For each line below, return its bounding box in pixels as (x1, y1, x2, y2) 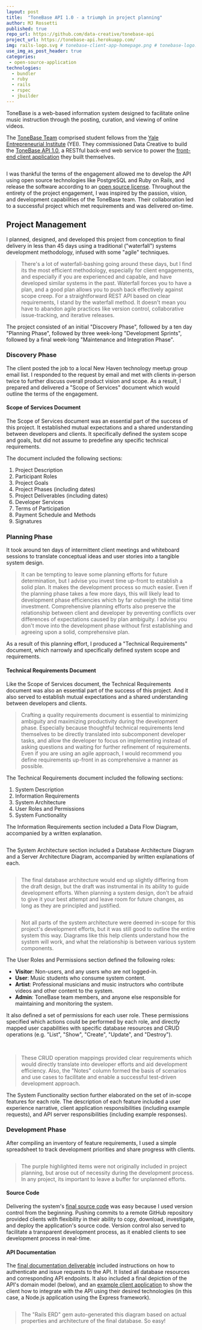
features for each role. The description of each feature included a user (6, 1098, 181, 1105)
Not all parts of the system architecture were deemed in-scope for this (20, 919, 196, 926)
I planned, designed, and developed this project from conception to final (6, 236, 185, 243)
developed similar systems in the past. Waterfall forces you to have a (20, 279, 192, 286)
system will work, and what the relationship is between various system (20, 938, 196, 945)
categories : (6, 54, 36, 60)
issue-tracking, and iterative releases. (20, 311, 115, 318)
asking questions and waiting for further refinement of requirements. (20, 743, 191, 751)
